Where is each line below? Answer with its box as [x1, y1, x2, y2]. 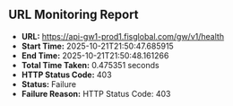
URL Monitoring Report [8, 7, 140, 22]
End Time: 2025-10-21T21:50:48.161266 [21, 49, 169, 61]
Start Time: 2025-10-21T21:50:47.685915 [21, 40, 174, 51]
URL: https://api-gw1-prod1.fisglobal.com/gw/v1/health [21, 31, 225, 41]
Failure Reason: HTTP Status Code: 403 [21, 88, 171, 99]
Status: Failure [21, 78, 77, 89]
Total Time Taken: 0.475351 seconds [21, 59, 160, 70]
